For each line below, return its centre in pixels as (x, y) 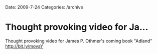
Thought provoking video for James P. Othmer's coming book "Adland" (79, 41)
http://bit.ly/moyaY (24, 46)
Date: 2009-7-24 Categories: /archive (44, 7)
